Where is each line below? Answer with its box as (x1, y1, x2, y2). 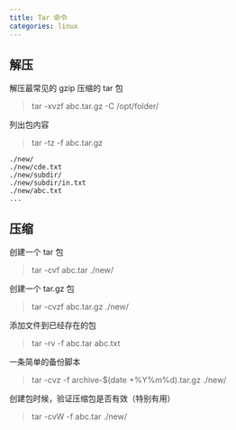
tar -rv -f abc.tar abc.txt (31, 338, 121, 349)
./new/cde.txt (9, 163, 63, 172)
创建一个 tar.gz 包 (9, 283, 75, 294)
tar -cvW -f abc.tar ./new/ (31, 411, 128, 422)
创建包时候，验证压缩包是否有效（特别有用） (9, 393, 176, 404)
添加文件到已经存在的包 (9, 320, 96, 331)
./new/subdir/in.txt (9, 178, 87, 188)
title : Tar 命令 (9, 13, 68, 23)
